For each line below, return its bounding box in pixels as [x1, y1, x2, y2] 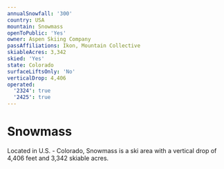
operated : [7, 81, 36, 88]
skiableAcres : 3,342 [7, 49, 67, 56]
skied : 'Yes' [7, 55, 45, 62]
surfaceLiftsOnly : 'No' [7, 68, 76, 75]
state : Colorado [7, 62, 54, 69]
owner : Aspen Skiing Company [7, 36, 91, 43]
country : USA [7, 17, 45, 24]
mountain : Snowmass [7, 23, 64, 30]
